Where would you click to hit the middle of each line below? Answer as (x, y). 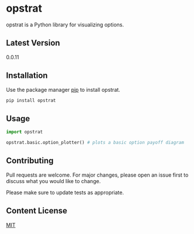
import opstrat (25, 132)
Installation (27, 76)
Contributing (30, 161)
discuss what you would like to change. (53, 181)
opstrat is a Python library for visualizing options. (65, 25)
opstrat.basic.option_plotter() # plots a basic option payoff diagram (95, 143)
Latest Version (33, 43)
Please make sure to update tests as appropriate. (65, 192)
